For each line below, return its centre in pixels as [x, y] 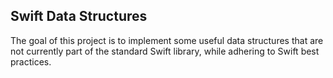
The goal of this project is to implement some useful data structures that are [167, 40]
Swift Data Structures [79, 16]
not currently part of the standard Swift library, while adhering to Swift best [165, 51]
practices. [31, 61]
